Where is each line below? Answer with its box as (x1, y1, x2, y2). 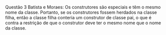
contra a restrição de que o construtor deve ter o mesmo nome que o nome (5, 20, 161, 26)
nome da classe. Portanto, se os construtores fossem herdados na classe (5, 9, 157, 15)
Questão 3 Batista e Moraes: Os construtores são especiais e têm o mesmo (5, 4, 161, 10)
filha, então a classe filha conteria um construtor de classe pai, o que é (5, 15, 152, 20)
